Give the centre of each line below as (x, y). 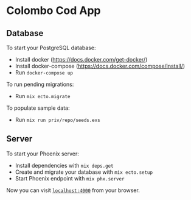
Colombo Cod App (54, 11)
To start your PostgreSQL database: (51, 48)
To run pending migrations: (40, 84)
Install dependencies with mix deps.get (64, 165)
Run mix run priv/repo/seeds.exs (57, 120)
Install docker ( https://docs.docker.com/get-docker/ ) (81, 59)
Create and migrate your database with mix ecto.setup (84, 172)
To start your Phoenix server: (43, 154)
